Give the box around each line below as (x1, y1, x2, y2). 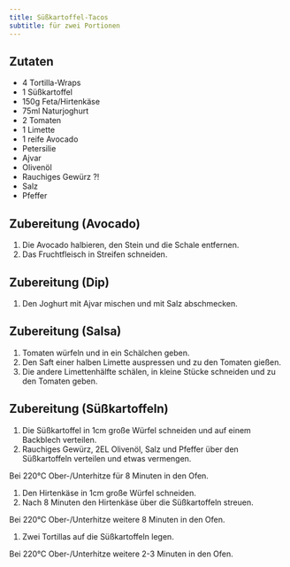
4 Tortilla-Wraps (21, 77, 81, 89)
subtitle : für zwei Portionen (9, 21, 121, 30)
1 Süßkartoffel (21, 87, 73, 97)
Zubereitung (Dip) (9, 275, 111, 290)
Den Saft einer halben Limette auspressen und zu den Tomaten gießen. (21, 356, 281, 368)
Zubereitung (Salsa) (9, 324, 122, 339)
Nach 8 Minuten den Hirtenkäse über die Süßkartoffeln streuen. (21, 497, 254, 508)
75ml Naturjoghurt (21, 105, 89, 116)
